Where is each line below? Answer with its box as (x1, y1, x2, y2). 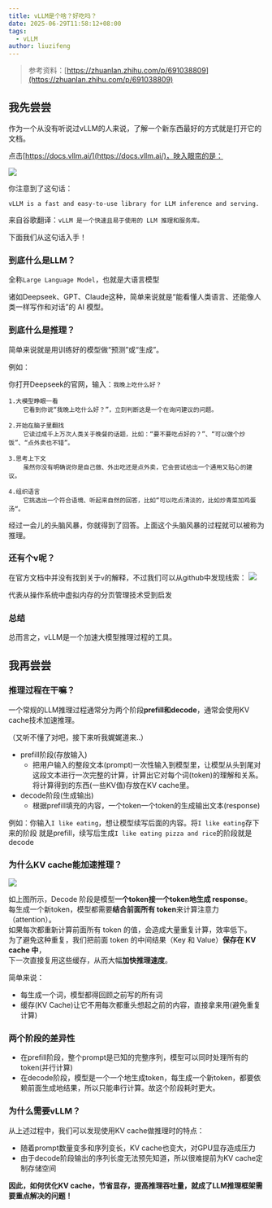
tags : (8, 27, 27, 35)
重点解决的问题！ (15, 1190, 73, 1201)
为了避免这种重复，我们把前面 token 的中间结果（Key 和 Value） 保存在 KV (8, 935, 257, 945)
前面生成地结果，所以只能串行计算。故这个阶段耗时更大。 (27, 1083, 220, 1093)
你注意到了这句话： (8, 183, 73, 193)
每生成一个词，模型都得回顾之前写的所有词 (19, 990, 163, 1000)
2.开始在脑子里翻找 (8, 421, 65, 430)
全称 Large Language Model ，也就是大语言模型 (8, 274, 160, 285)
